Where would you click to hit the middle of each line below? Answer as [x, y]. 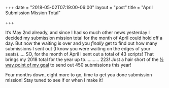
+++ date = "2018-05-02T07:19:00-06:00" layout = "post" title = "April [79, 7]
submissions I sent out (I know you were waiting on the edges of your [78, 49]
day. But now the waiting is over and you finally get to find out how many [81, 43]
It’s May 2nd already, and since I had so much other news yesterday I [77, 32]
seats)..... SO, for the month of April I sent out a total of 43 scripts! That [79, 54]
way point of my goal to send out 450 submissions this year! [68, 65]
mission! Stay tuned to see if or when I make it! [54, 80]
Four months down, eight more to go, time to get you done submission [79, 75]
